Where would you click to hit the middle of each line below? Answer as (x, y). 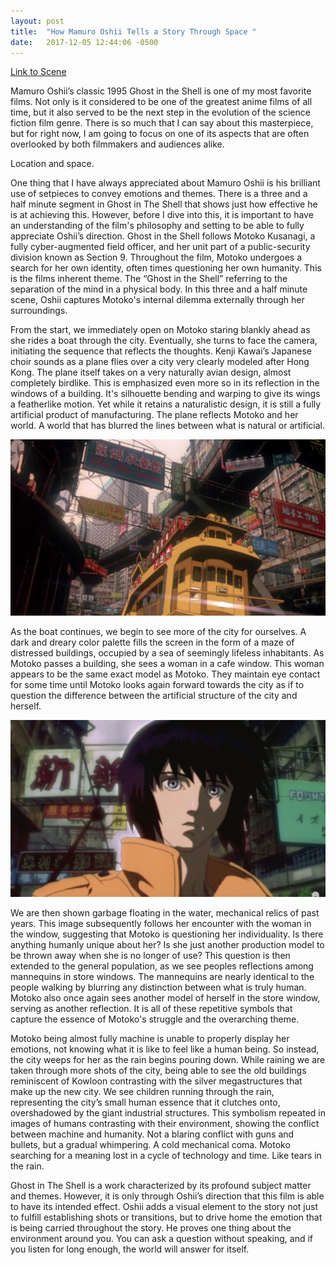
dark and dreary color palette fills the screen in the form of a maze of (152, 642)
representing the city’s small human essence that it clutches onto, (145, 1102)
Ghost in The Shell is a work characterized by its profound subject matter (161, 1185)
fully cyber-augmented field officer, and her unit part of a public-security (160, 247)
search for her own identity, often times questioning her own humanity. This (166, 268)
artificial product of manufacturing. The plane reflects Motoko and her (154, 415)
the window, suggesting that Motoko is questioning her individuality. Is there (167, 934)
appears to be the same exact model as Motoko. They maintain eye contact (165, 674)
